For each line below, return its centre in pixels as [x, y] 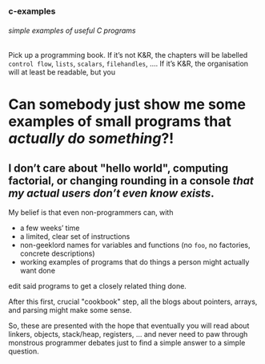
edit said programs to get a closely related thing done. [97, 286]
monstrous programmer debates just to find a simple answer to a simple [127, 343]
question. [24, 351]
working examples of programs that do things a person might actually [135, 262]
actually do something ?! [91, 139]
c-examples [32, 11]
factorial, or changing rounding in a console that [131, 181]
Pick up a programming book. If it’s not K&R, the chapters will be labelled [128, 55]
